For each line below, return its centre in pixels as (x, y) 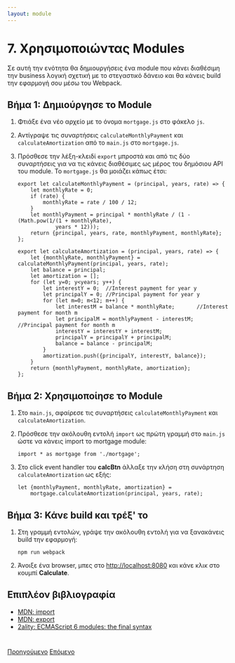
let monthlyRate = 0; (62, 190)
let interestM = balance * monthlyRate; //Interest (142, 307)
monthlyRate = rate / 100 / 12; (90, 203)
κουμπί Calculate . (43, 573)
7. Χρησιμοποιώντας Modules (96, 48)
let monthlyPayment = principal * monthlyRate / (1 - (110, 215)
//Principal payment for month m (66, 326)
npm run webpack (41, 552)
